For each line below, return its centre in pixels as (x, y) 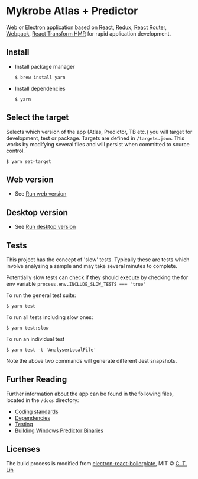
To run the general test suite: (41, 295)
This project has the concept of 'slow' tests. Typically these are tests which (98, 260)
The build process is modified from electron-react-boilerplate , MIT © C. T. (97, 463)
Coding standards (36, 411)
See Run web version (40, 194)
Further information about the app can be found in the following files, (90, 394)
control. (16, 151)
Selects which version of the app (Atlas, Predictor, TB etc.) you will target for (99, 132)
